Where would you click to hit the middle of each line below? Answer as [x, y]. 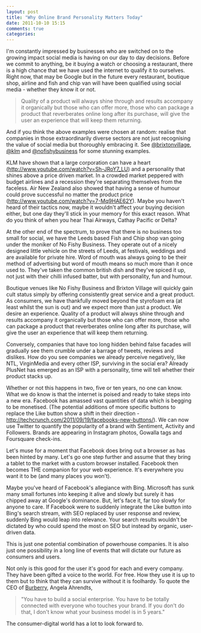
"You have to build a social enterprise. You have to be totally [95, 599]
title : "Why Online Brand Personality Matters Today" [75, 17]
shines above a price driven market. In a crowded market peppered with [95, 175]
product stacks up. [29, 377]
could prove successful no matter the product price [70, 195]
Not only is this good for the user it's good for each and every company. [95, 569]
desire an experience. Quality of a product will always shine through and [95, 313]
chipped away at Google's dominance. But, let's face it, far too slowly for [96, 501]
